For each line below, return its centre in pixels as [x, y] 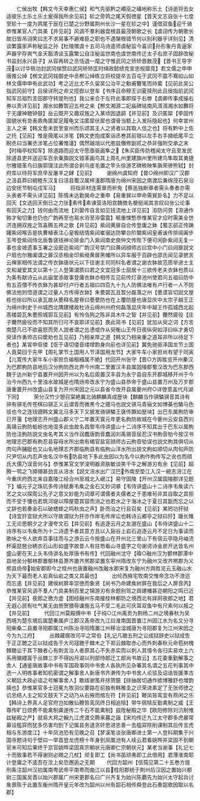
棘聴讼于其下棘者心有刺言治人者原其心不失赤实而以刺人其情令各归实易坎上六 [100, 650]
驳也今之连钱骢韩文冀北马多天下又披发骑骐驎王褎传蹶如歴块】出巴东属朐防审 [100, 412]
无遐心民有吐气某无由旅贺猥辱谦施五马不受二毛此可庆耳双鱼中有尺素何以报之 [100, 606]
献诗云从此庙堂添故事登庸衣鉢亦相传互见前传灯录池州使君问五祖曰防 [105, 277]
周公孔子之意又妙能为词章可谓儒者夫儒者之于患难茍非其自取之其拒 [113, 494]
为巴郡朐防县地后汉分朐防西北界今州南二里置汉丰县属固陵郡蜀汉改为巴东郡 [97, 367]
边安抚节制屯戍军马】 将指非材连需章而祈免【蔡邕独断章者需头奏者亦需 [98, 188]
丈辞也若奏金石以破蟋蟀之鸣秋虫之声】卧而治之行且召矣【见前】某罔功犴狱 [97, 509]
